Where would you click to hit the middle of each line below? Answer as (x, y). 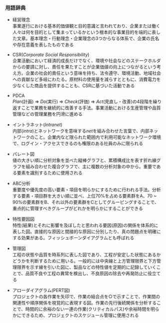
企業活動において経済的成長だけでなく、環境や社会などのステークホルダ (86, 60)
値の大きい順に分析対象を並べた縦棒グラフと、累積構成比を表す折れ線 (84, 160)
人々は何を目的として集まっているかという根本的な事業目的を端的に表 (84, 32)
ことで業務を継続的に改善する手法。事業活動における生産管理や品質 (91, 108)
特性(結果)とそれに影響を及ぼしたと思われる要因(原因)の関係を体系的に (85, 225)
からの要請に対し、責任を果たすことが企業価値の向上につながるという (84, 67)
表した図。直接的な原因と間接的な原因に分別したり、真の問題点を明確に (86, 231)
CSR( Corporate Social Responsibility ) (51, 55)
